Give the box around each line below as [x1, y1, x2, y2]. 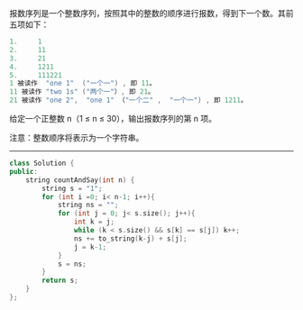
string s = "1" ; [41, 184, 103, 193]
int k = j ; [73, 217, 115, 227]
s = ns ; [57, 260, 87, 269]
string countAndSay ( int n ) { [25, 175, 135, 185]
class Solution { [9, 159, 75, 168]
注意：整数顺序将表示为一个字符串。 [9, 132, 144, 142]
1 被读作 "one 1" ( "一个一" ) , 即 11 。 [9, 79, 156, 88]
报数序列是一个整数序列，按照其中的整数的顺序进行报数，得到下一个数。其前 [9, 8, 294, 18]
